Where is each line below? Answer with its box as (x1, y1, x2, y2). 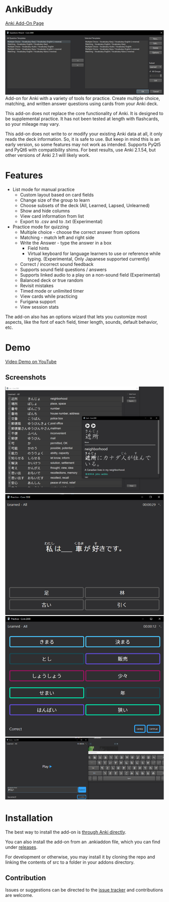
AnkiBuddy (5, 4, 53, 15)
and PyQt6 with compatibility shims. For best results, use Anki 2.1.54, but (5, 147, 156, 153)
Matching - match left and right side (20, 234, 95, 240)
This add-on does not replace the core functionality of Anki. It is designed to (5, 110, 163, 116)
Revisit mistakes (20, 283, 54, 289)
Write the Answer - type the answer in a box (20, 240, 112, 246)
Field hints (27, 245, 49, 251)
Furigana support (20, 298, 56, 305)
